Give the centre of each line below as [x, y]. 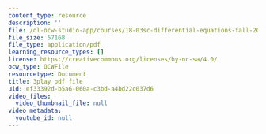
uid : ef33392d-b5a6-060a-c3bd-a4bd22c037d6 [81, 89]
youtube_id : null [44, 118]
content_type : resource [47, 15]
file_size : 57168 [37, 37]
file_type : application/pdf [55, 45]
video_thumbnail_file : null [62, 103]
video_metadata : [35, 111]
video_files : [30, 96]
